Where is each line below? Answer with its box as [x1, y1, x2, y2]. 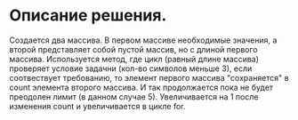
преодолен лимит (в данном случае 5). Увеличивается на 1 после [9, 91, 259, 102]
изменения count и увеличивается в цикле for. [9, 100, 186, 111]
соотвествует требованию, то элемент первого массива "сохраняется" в [9, 72, 289, 83]
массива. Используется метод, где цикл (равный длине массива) [9, 53, 260, 64]
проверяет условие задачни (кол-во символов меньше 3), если [9, 63, 253, 74]
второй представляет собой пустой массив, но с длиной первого [9, 44, 258, 54]
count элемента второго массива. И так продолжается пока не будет [9, 82, 274, 92]
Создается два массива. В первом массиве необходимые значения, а [9, 35, 278, 45]
